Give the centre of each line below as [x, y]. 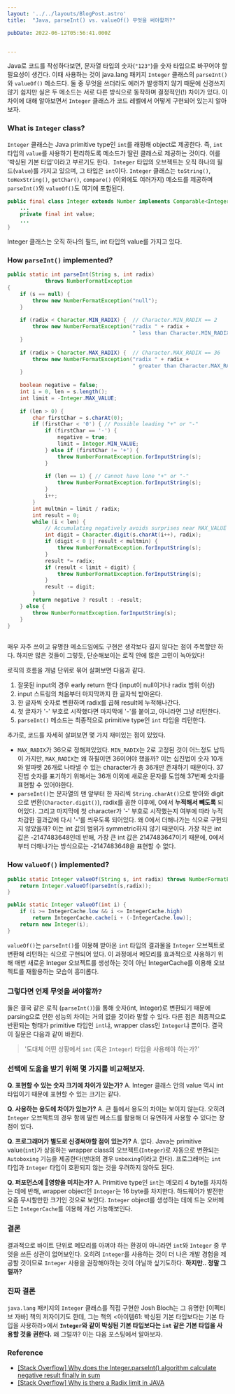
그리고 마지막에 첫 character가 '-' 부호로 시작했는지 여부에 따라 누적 [130, 811]
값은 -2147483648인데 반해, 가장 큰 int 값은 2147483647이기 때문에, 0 [115, 838]
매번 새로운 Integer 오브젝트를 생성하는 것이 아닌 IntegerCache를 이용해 [113, 962]
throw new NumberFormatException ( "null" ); [95, 301]
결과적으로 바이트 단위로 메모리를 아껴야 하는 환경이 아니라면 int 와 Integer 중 [113, 1245]
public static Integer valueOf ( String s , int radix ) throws [97, 879]
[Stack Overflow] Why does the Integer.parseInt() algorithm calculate [117, 1368]
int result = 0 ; [56, 515]
